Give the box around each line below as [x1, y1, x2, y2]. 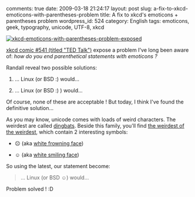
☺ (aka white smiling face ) [14, 151, 79, 158]
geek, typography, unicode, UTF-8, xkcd [6, 24, 105, 31]
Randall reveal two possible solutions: [6, 64, 97, 71]
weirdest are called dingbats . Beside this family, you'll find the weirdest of [6, 122, 185, 129]
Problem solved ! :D [6, 185, 54, 192]
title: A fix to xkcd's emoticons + [100, 11, 178, 18]
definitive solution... [6, 105, 54, 111]
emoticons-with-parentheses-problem [6, 11, 99, 18]
